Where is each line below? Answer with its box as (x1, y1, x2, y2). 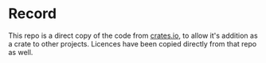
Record (8, 5, 57, 23)
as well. (8, 47, 33, 57)
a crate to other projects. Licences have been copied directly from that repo (8, 39, 257, 48)
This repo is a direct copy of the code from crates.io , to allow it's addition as (8, 31, 258, 40)
